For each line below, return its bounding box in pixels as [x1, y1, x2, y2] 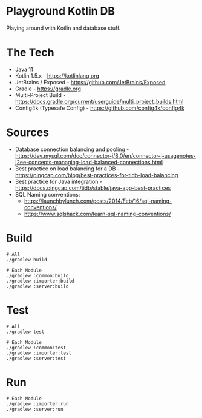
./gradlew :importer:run [6, 400, 69, 407]
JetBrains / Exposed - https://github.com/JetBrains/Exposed [15, 78, 166, 86]
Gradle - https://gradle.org [15, 85, 82, 92]
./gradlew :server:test [6, 355, 67, 362]
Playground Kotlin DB [6, 4, 116, 18]
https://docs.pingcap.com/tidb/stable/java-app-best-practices [15, 184, 171, 192]
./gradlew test [6, 329, 45, 335]
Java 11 [15, 66, 33, 73]
